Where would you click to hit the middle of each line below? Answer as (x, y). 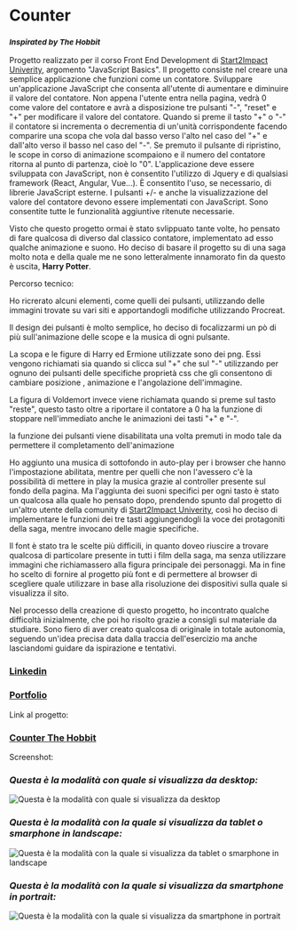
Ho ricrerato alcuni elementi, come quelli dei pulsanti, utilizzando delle (137, 301)
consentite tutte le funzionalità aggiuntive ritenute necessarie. (122, 212)
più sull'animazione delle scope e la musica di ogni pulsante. (120, 337)
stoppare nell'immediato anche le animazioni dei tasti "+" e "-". (124, 419)
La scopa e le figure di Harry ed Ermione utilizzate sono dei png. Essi (135, 354)
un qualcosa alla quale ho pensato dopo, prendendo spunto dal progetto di (145, 501)
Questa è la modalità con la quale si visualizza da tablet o (136, 822)
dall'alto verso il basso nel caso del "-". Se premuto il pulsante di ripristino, (145, 145)
